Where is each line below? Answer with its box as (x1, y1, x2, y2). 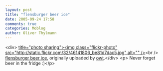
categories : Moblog (5, 26, 46, 31)
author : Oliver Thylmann (5, 30, 57, 35)
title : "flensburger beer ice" (5, 12, 70, 17)
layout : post (5, 7, 32, 12)
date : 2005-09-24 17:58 (5, 16, 55, 21)
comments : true (5, 21, 37, 26)
